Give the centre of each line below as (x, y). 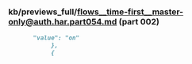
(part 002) (139, 21)
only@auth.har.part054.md (63, 21)
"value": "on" (56, 38)
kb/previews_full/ (43, 12)
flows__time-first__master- (130, 12)
